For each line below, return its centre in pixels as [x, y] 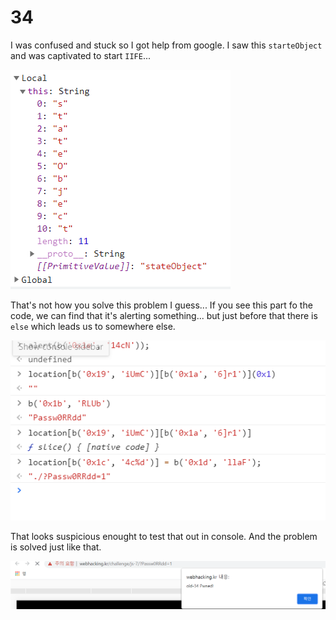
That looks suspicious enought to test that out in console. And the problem [164, 537]
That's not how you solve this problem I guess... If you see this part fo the [161, 305]
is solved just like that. [56, 547]
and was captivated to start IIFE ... [81, 55]
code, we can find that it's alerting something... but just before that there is [164, 315]
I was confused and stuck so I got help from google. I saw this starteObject [166, 45]
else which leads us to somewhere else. [93, 326]
